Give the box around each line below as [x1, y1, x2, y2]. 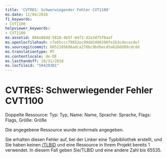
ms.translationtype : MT [5, 49, 55, 54]
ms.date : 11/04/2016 [5, 12, 48, 17]
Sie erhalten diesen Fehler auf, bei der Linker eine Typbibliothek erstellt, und [5, 136, 162, 142]
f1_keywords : [5, 16, 32, 21]
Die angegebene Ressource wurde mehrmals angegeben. [5, 127, 124, 133]
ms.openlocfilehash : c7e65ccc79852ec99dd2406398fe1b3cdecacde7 [5, 40, 140, 45]
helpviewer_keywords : [5, 26, 50, 31]
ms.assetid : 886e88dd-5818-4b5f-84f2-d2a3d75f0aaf [5, 35, 113, 40]
